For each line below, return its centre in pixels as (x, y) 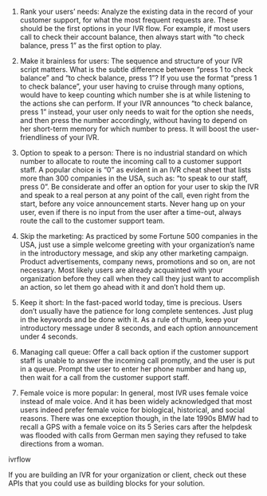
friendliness (39, 137)
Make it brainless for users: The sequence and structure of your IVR (131, 61)
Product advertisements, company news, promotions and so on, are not (137, 262)
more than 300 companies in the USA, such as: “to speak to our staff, (134, 178)
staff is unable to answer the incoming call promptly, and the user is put (137, 360)
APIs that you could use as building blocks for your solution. (107, 483)
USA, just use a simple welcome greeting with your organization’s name (137, 244)
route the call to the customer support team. (92, 220)
